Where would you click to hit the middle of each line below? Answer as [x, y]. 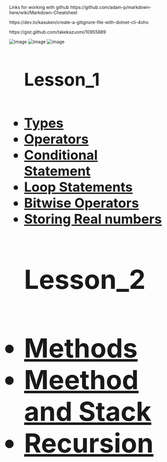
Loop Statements [78, 187]
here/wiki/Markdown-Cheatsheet [43, 13]
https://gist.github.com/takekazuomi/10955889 [58, 32]
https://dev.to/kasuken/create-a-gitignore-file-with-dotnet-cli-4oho [79, 22]
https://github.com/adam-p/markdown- [111, 7]
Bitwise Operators [81, 203]
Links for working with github [39, 7]
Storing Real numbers [93, 219]
